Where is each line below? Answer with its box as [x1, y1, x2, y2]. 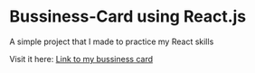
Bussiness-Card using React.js [9, 6, 247, 27]
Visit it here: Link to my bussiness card [9, 53, 154, 64]
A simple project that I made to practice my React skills [9, 36, 214, 47]
